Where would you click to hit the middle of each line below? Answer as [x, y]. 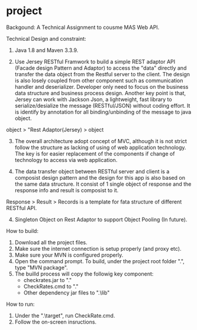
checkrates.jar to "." [48, 280]
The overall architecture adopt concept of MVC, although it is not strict [101, 141]
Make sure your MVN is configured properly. [69, 255]
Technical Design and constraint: [46, 38]
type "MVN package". [41, 267]
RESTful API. [22, 208]
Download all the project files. [51, 242]
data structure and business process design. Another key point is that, [100, 93]
